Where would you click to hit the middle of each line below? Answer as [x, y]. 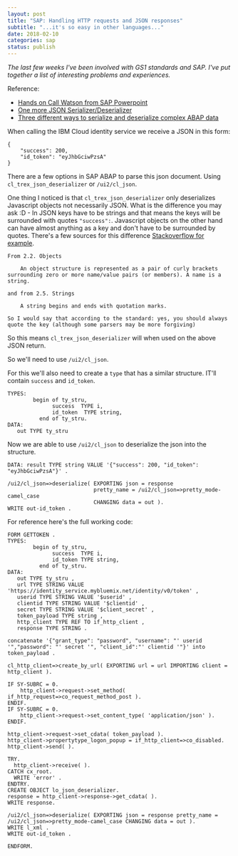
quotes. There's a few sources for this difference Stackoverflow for [106, 235]
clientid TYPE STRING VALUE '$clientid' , [81, 603]
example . [21, 243]
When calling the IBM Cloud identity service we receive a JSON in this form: [119, 131]
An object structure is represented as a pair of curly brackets [119, 268]
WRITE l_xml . [29, 828]
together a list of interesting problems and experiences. [89, 75]
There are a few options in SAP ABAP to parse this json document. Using [114, 176]
